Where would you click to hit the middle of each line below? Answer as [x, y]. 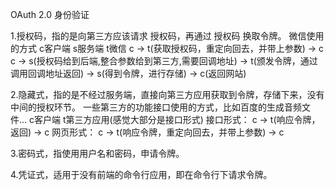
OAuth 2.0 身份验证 [50, 14]
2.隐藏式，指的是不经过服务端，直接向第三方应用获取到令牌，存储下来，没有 [167, 94]
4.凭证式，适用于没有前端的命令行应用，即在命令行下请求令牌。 [141, 174]
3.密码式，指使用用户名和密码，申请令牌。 [97, 153]
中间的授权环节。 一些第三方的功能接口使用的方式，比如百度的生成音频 [156, 107]
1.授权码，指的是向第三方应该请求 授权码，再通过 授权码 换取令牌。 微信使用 [167, 36]
